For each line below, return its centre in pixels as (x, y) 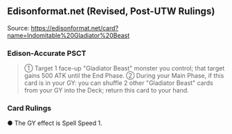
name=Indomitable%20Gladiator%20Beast (69, 35)
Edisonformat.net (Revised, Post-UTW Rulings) (111, 11)
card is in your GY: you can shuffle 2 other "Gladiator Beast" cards (118, 83)
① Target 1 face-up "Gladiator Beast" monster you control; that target (124, 68)
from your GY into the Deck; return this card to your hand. (106, 90)
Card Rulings (29, 108)
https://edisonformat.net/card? (75, 28)
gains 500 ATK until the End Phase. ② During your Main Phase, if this (124, 76)
